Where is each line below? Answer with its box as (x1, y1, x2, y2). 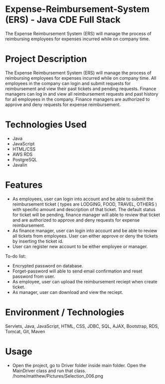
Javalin (12, 162, 27, 168)
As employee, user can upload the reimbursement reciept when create (12, 278, 158, 284)
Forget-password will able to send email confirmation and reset (12, 268, 143, 274)
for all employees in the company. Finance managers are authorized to (5, 96, 150, 102)
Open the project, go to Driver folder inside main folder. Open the (12, 362, 146, 368)
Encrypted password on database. (12, 262, 83, 268)
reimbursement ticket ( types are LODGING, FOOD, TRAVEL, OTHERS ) (12, 201, 157, 207)
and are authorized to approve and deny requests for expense (12, 217, 140, 223)
